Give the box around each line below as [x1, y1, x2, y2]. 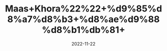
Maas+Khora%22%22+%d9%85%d [5, 3, 162, 14]
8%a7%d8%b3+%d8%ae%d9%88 [7, 13, 160, 25]
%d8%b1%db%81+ [41, 24, 126, 35]
